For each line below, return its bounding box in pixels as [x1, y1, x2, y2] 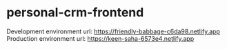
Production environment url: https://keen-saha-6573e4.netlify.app [6, 34, 195, 42]
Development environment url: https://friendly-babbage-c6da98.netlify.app [6, 27, 220, 35]
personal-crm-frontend [6, 5, 144, 20]
